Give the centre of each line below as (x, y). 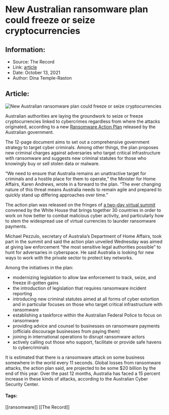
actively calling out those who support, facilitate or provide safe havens (87, 342)
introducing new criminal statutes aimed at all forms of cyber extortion (86, 299)
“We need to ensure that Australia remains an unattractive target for (76, 173)
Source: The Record (33, 62)
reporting (22, 293)
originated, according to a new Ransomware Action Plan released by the (80, 127)
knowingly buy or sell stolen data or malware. (53, 163)
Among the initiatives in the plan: (39, 267)
